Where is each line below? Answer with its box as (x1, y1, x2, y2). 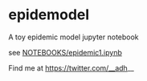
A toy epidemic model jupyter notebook (8, 32, 139, 42)
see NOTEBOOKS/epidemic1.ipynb (8, 47, 122, 57)
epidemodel (8, 6, 90, 24)
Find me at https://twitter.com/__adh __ (8, 63, 134, 73)
